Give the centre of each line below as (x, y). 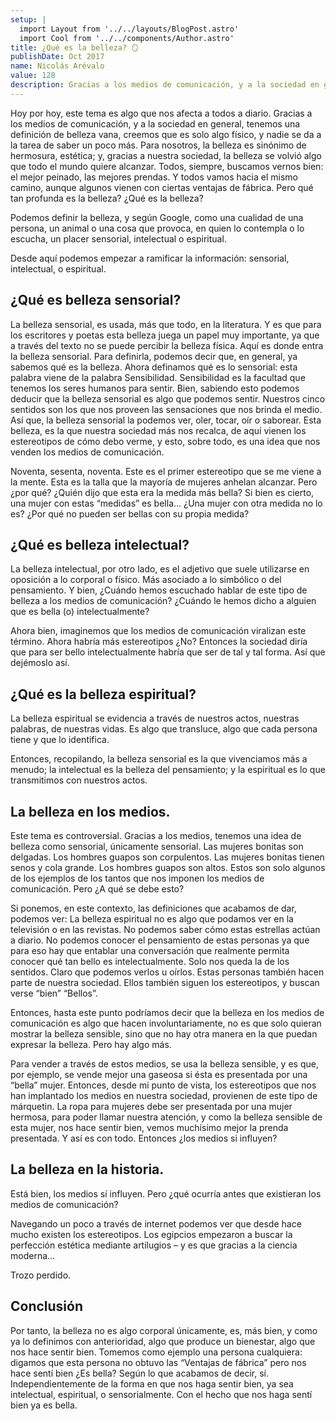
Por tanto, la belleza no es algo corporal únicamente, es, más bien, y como (164, 1330)
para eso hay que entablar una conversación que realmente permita (150, 950)
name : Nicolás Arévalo (57, 66)
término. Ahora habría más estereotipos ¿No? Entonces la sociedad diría (159, 642)
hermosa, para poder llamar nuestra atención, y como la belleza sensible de (166, 1117)
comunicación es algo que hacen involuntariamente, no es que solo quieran (166, 1023)
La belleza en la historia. (87, 1169)
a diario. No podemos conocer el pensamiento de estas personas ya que (160, 940)
